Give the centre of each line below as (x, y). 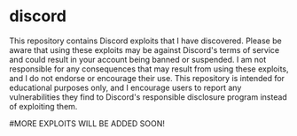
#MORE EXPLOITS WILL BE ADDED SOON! (87, 123)
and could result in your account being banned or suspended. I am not (138, 59)
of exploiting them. (43, 106)
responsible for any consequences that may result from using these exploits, (149, 69)
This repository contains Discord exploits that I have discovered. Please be (145, 41)
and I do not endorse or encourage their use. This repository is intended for (147, 78)
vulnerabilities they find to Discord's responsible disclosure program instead (148, 97)
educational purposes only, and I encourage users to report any (125, 87)
